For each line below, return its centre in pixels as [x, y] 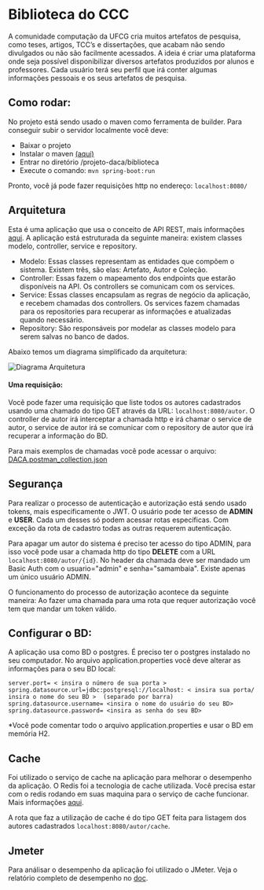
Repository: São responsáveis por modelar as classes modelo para [127, 328]
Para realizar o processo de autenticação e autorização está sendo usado [128, 503]
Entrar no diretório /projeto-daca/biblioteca [89, 162]
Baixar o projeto [45, 145]
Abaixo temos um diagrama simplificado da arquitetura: [97, 351]
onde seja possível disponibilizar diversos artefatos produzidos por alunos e [132, 61]
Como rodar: [40, 103]
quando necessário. [52, 319]
